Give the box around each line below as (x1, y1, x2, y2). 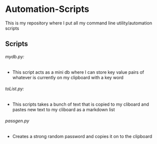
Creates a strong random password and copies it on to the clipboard (12, 133, 153, 139)
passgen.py (5, 118, 30, 124)
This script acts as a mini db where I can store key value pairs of (12, 69, 144, 75)
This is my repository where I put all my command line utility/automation (5, 20, 153, 26)
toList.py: (5, 86, 24, 92)
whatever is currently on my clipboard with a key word (12, 74, 124, 80)
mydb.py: (5, 53, 25, 59)
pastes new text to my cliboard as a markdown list (12, 106, 115, 113)
